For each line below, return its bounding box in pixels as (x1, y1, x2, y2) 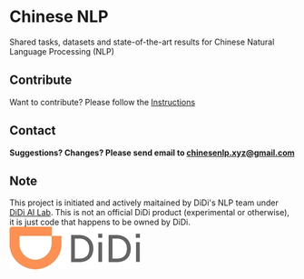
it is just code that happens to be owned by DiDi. (9, 216, 191, 228)
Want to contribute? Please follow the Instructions (9, 96, 196, 107)
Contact (9, 123, 56, 138)
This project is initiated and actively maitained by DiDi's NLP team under (9, 197, 279, 208)
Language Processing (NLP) (9, 45, 115, 56)
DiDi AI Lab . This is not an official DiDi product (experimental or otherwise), (9, 207, 290, 218)
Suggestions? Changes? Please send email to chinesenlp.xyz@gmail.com (9, 147, 295, 158)
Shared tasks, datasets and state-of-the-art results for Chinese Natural (9, 36, 275, 47)
